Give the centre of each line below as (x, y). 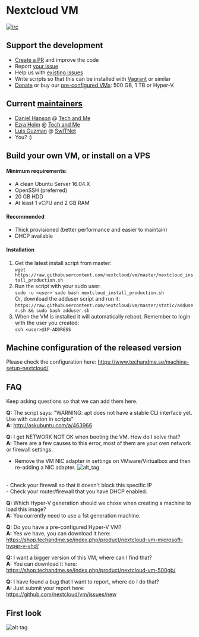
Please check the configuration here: (51, 362)
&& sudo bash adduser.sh (59, 310)
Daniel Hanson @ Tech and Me (53, 118)
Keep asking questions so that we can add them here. (72, 401)
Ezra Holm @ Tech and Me (47, 124)
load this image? (26, 509)
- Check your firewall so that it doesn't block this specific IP (79, 485)
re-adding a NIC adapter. (45, 468)
